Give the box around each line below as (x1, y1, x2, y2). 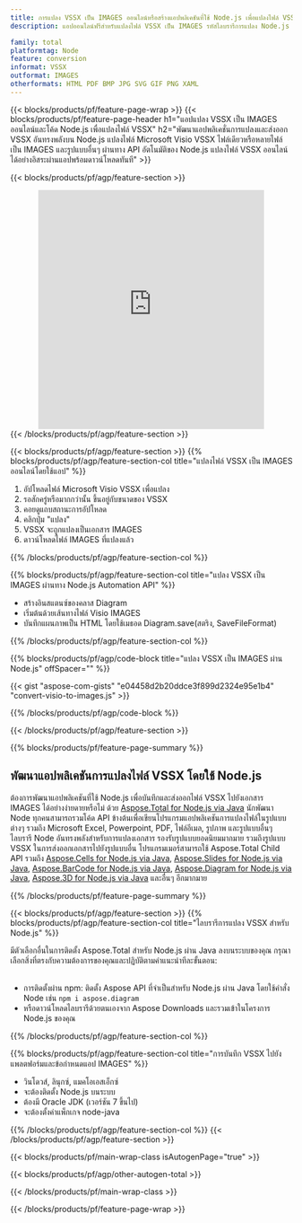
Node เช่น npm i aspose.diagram (22, 992, 140, 1003)
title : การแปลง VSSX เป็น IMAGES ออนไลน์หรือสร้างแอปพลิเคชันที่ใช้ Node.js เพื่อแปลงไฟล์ (10, 13, 279, 22)
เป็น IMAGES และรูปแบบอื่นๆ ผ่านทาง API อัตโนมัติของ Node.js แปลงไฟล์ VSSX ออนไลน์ (10, 144, 289, 154)
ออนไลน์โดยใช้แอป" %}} (10, 465, 87, 476)
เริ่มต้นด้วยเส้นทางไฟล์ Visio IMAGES (22, 607, 142, 618)
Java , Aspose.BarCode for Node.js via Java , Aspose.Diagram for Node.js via (10, 863, 292, 874)
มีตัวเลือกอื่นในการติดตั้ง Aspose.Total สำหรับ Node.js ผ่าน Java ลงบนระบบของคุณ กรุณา (10, 945, 291, 955)
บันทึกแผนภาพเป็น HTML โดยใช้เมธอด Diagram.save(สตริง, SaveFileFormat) (22, 617, 277, 629)
